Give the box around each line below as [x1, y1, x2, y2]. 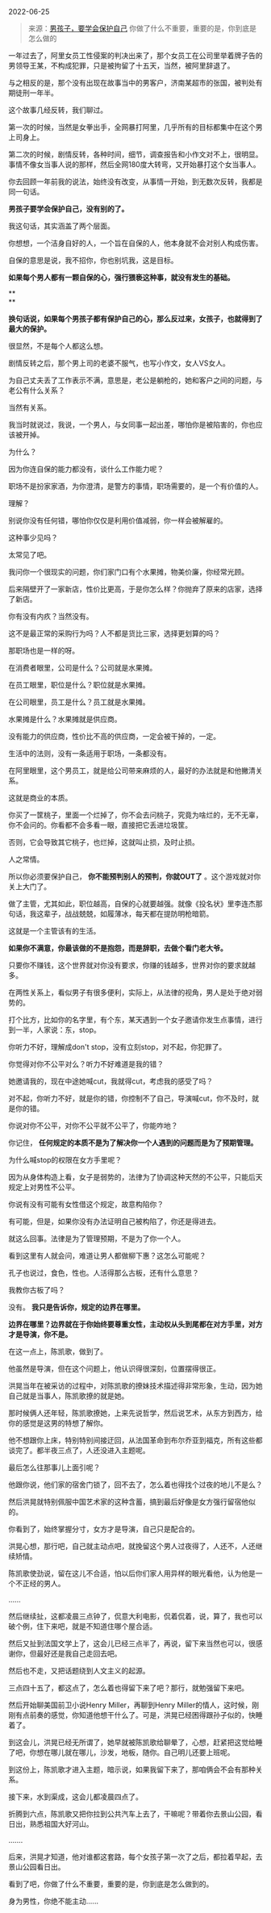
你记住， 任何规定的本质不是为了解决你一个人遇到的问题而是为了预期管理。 [8, 1138, 258, 1147]
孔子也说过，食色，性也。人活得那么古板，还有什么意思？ [8, 1268, 199, 1277]
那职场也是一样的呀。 [8, 645, 79, 655]
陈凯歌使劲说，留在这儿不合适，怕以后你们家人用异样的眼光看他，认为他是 [8, 1568, 256, 1578]
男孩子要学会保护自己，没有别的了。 [8, 204, 129, 213]
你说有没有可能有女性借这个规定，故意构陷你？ [8, 1200, 164, 1209]
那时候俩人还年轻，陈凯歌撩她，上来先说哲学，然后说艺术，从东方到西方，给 [8, 1408, 263, 1418]
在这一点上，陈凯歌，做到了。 [8, 1347, 107, 1356]
